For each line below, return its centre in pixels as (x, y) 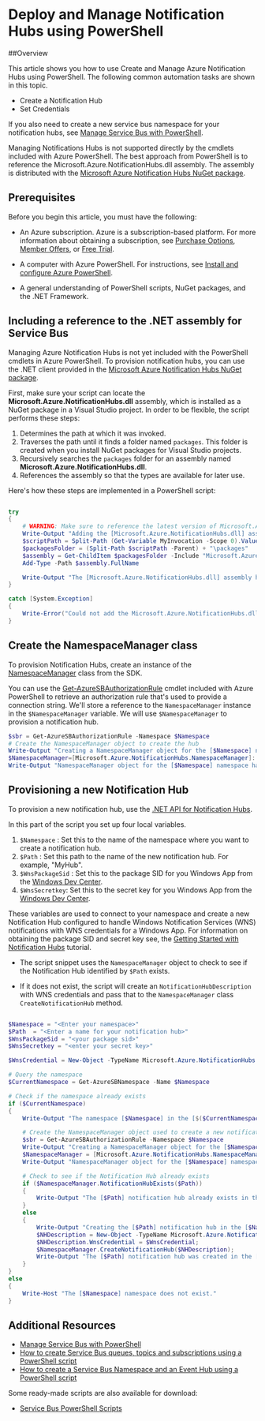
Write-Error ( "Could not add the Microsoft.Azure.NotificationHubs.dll (141, 614)
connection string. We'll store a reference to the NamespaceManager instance (130, 705)
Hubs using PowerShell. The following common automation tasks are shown (132, 77)
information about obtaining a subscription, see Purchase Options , (127, 240)
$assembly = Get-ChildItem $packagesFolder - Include (111, 555)
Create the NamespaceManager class (103, 646)
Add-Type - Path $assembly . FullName (81, 563)
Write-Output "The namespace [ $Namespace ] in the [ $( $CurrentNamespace (142, 1118)
